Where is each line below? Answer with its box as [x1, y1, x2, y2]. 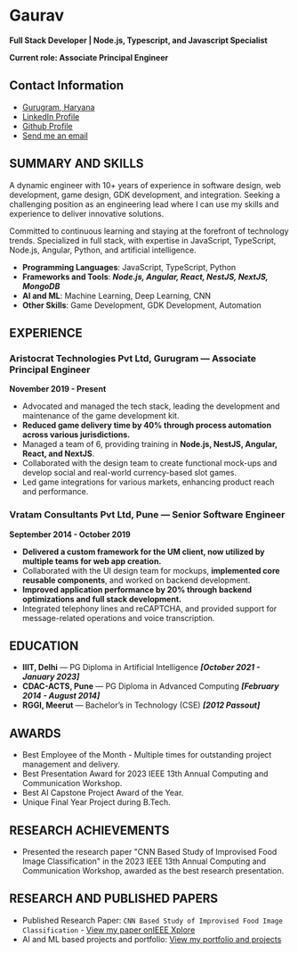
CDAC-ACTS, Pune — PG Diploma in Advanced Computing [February [21, 681, 279, 692]
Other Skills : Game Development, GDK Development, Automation [21, 300, 262, 311]
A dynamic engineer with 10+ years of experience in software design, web [9, 179, 282, 190]
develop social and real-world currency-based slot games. [21, 468, 238, 478]
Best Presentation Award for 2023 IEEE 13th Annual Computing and [21, 768, 269, 779]
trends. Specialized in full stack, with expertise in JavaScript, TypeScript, [9, 235, 277, 245]
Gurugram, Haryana [21, 102, 95, 112]
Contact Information [9, 78, 125, 94]
